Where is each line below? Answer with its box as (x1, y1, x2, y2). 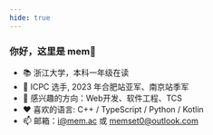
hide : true (9, 13, 51, 23)
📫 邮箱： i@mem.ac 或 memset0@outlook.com (22, 115, 199, 126)
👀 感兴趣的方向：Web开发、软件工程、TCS (22, 92, 183, 103)
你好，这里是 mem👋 (9, 44, 97, 57)
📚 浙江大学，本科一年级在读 (22, 67, 130, 78)
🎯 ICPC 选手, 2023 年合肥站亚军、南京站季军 (22, 81, 189, 92)
